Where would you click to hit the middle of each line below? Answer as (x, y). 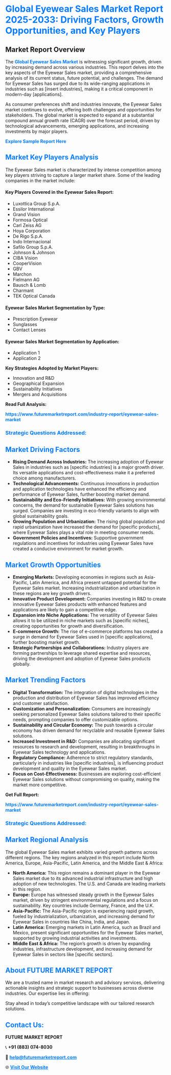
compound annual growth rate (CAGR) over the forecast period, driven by (82, 120)
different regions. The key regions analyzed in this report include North (80, 857)
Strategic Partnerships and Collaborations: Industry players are (81, 648)
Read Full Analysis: (26, 404)
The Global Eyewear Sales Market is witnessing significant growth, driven (83, 62)
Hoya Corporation (31, 231)
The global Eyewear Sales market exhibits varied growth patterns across (81, 852)
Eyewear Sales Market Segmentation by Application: (62, 341)
